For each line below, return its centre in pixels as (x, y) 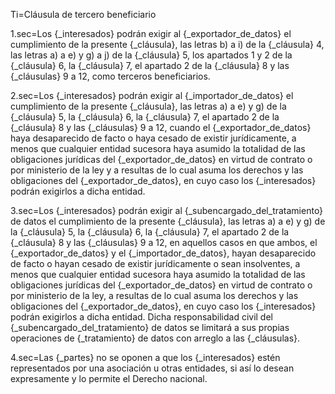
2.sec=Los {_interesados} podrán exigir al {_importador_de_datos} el (152, 95)
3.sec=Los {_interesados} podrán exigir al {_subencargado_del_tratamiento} (167, 210)
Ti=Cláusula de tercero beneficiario (83, 14)
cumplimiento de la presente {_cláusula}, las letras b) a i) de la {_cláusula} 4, (167, 44)
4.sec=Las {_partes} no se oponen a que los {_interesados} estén (145, 357)
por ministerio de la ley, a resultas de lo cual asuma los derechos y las (154, 295)
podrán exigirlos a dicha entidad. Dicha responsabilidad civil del (141, 317)
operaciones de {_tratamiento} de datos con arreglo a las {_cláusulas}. (155, 338)
